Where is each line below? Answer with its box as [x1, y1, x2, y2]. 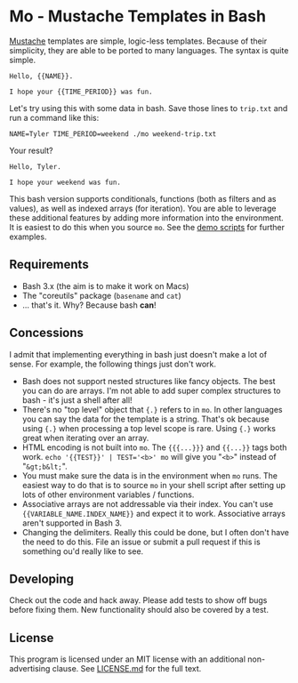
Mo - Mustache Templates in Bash [9, 6, 267, 27]
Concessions [9, 325, 85, 341]
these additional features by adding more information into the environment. [9, 212, 285, 223]
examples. [9, 231, 47, 242]
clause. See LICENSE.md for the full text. [52, 663, 202, 674]
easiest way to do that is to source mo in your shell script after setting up [21, 479, 286, 490]
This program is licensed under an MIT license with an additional [9, 654, 246, 664]
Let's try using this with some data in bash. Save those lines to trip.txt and [9, 102, 288, 113]
